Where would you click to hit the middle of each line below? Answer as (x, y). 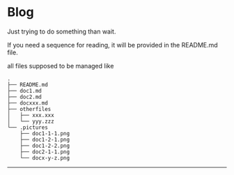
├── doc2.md (24, 97)
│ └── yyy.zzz (31, 121)
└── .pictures (28, 127)
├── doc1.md (24, 91)
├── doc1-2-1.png (45, 139)
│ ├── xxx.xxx (31, 115)
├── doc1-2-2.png (45, 146)
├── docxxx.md (28, 103)
